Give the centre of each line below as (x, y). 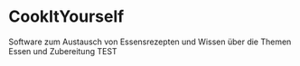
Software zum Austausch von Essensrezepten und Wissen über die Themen (150, 42)
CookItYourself (66, 17)
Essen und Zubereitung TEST (63, 51)
